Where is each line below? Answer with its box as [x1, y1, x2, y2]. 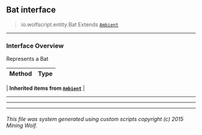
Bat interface [6, 5, 56, 15]
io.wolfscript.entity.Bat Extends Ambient [20, 20, 119, 28]
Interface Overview [6, 42, 64, 50]
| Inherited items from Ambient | [6, 84, 85, 92]
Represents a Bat [6, 55, 49, 63]
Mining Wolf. [6, 122, 37, 129]
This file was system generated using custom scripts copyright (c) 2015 [6, 115, 184, 122]
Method [9, 69, 32, 78]
